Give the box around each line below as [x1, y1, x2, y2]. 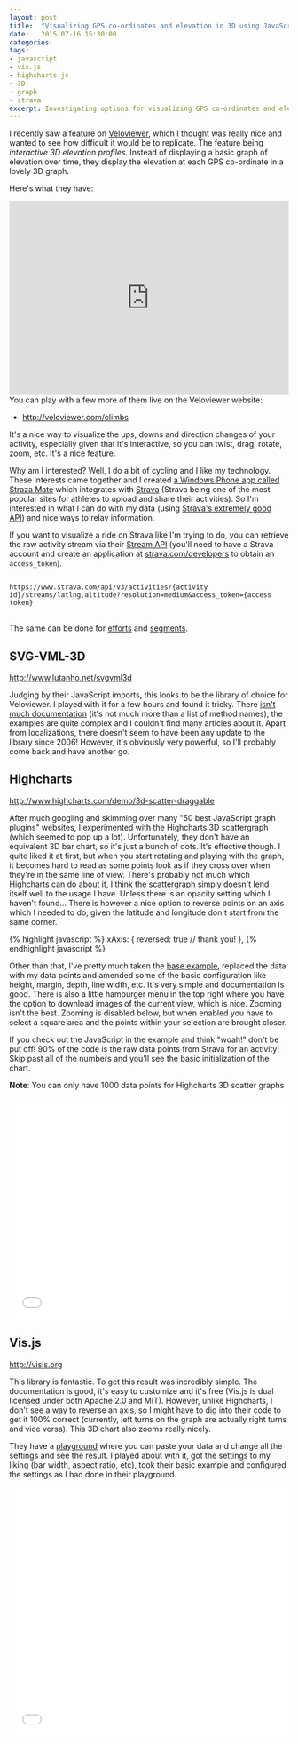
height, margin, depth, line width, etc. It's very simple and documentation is [9, 979, 285, 990]
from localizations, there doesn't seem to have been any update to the [9, 728, 266, 738]
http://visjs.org [9, 1358, 63, 1369]
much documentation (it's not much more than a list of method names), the [9, 708, 284, 720]
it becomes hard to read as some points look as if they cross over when [9, 859, 271, 871]
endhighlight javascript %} [9, 943, 106, 953]
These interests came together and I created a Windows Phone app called [9, 474, 280, 485]
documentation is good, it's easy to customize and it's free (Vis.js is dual [9, 1385, 274, 1396]
